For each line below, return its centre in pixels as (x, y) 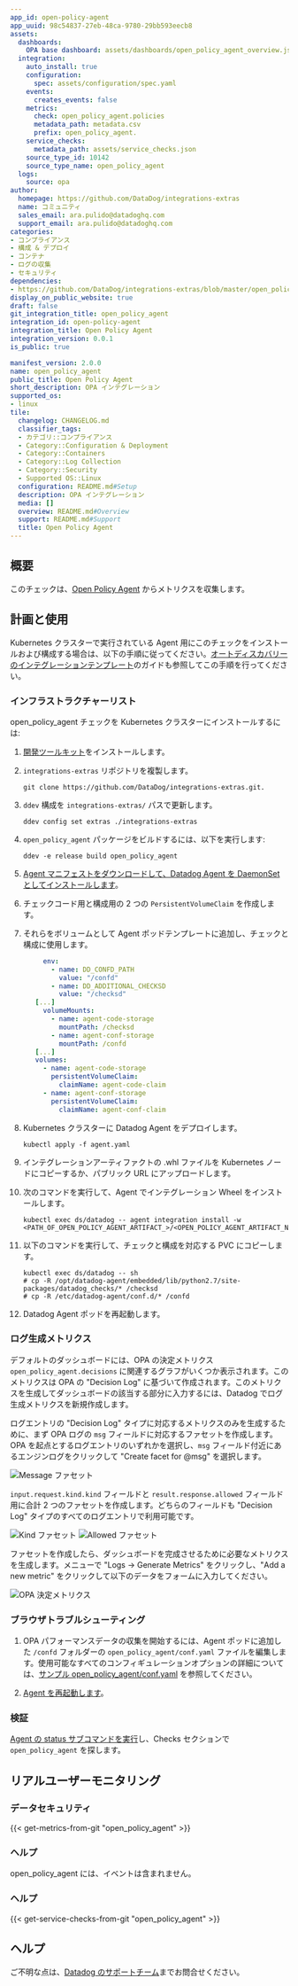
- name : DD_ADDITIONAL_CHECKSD (108, 986)
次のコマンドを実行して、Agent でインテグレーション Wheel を (138, 1192)
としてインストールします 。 (73, 884)
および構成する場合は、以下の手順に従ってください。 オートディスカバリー (153, 653)
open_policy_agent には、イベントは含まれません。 (103, 1873)
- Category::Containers (61, 454)
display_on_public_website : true (72, 298)
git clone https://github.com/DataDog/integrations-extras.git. (144, 787)
